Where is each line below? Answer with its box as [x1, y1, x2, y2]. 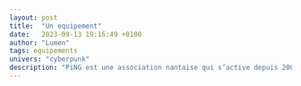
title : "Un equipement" [9, 21, 102, 30]
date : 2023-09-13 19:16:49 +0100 [9, 30, 142, 39]
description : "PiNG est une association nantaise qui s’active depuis [9, 64, 279, 73]
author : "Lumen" [9, 38, 70, 47]
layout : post [9, 13, 58, 22]
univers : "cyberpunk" [9, 55, 90, 64]
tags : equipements [9, 47, 78, 56]
